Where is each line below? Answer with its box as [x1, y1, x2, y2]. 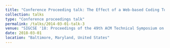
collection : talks [5, 12, 44, 17]
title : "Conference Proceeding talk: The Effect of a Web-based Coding [5, 7, 159, 12]
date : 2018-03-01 [5, 30, 42, 35]
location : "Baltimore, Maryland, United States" [5, 35, 110, 40]
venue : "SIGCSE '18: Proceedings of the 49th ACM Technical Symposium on [5, 26, 164, 31]
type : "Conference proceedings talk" [5, 16, 85, 21]
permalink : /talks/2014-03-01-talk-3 [5, 21, 85, 26]
